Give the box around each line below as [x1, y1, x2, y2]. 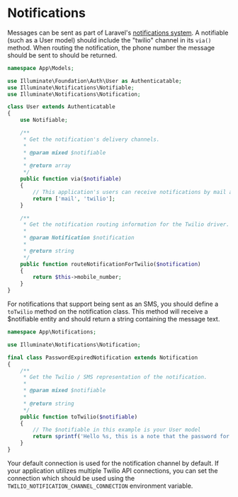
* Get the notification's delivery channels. [23, 136, 160, 143]
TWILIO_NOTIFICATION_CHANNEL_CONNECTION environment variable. [7, 481, 193, 490]
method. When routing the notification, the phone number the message [7, 43, 215, 52]
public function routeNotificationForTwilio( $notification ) [20, 261, 201, 268]
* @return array [23, 162, 72, 169]
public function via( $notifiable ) [20, 176, 122, 183]
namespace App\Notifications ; [7, 329, 97, 336]
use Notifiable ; [20, 117, 69, 124]
